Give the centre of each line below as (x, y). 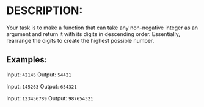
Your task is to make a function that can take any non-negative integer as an (102, 28)
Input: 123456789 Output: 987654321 (50, 98)
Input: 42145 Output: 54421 (39, 75)
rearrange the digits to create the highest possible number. (80, 40)
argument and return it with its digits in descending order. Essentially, (93, 34)
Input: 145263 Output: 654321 (42, 86)
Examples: (27, 60)
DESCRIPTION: (45, 11)
